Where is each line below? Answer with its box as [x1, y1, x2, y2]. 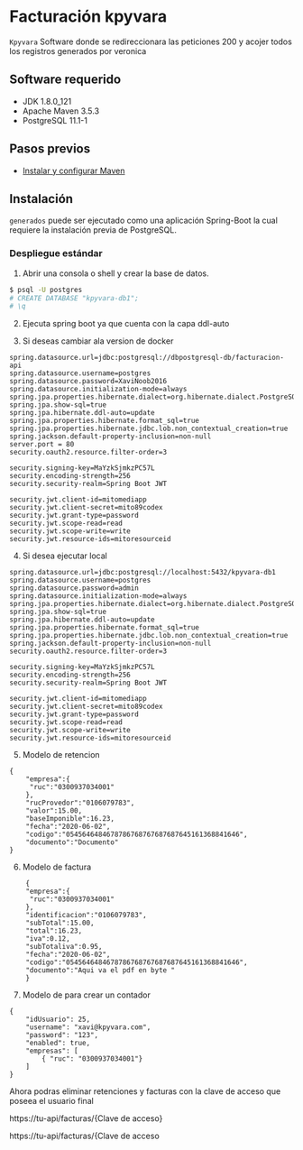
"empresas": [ [25, 1046, 78, 1056]
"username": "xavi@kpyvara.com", [25, 1023, 151, 1032]
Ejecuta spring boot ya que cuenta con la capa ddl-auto [22, 318, 230, 329]
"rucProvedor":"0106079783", [25, 798, 135, 808]
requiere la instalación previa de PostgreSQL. [9, 225, 178, 235]
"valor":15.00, [25, 806, 83, 815]
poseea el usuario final [9, 1096, 95, 1107]
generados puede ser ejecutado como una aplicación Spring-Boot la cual [9, 215, 278, 226]
